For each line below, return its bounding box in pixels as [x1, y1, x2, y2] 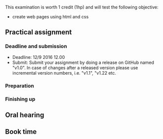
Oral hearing [5, 111, 44, 119]
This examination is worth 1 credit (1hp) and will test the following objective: [5, 4, 159, 10]
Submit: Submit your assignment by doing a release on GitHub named [12, 59, 155, 65]
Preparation [5, 82, 35, 89]
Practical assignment [5, 28, 72, 37]
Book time [5, 128, 37, 136]
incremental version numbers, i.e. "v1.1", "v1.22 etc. [12, 70, 117, 76]
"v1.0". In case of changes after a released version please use [12, 64, 138, 71]
